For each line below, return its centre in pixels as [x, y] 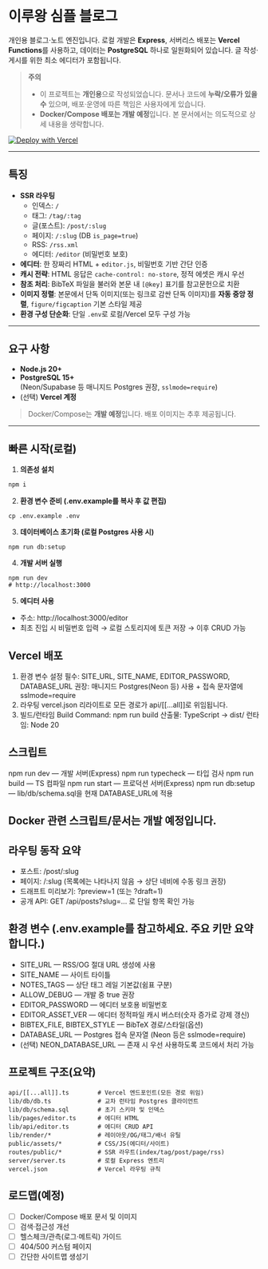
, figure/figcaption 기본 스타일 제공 [85, 304]
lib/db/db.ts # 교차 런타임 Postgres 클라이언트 [104, 1101]
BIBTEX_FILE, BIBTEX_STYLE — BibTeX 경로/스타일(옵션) [111, 1024]
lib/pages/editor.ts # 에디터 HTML [74, 1118]
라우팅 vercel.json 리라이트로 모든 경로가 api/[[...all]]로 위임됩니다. [124, 705]
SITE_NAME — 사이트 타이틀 [65, 974]
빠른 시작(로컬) [43, 449]
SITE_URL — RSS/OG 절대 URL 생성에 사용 [88, 964]
